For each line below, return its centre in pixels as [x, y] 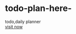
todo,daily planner [23, 22]
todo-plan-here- [38, 8]
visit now [14, 26]
